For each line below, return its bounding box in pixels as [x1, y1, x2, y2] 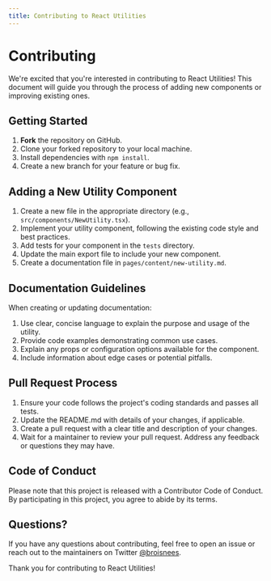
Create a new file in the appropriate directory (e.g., [19, 206, 190, 216]
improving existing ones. [8, 91, 91, 100]
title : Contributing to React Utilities [8, 11, 147, 20]
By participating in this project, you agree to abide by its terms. [8, 494, 218, 504]
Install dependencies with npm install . [19, 153, 150, 163]
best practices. [19, 232, 70, 242]
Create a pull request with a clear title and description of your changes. [19, 423, 257, 433]
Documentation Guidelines [8, 281, 146, 295]
